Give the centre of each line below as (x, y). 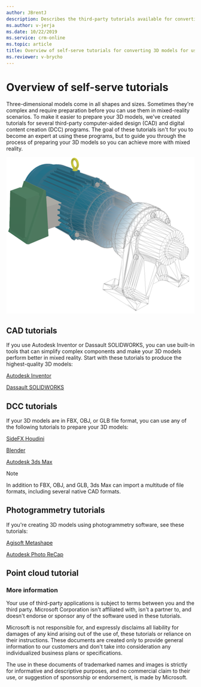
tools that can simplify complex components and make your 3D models (94, 351)
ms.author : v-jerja (31, 25)
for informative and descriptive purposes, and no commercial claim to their (98, 671)
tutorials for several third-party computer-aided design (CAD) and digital (95, 123)
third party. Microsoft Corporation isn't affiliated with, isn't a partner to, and (99, 610)
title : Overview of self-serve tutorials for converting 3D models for (97, 51)
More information (32, 590)
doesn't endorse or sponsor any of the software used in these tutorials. (94, 616)
